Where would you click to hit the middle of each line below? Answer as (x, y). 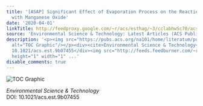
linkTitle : (20, 28)
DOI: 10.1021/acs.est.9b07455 (43, 97)
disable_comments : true (36, 62)
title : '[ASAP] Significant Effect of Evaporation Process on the (92, 12)
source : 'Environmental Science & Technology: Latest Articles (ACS (94, 34)
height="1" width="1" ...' (46, 56)
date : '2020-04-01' (31, 23)
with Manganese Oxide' (40, 17)
